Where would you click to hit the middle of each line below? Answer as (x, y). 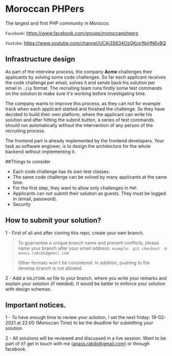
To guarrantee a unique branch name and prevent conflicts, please (88, 242)
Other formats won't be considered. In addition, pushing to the (84, 263)
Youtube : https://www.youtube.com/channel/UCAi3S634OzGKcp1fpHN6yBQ (86, 43)
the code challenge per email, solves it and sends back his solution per (80, 82)
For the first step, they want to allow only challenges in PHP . (75, 188)
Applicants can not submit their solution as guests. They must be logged (89, 193)
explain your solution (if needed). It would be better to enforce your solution (85, 284)
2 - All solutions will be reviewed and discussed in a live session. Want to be (86, 338)
